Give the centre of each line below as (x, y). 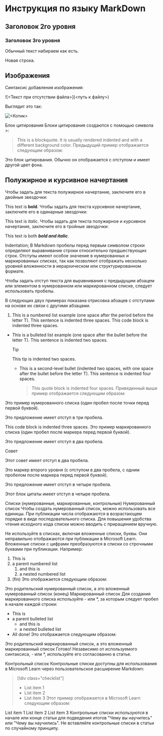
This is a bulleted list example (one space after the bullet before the (80, 335)
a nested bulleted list (40, 629)
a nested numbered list (42, 574)
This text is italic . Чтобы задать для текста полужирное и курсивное (75, 221)
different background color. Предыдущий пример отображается (83, 145)
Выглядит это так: (24, 106)
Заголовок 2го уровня (40, 27)
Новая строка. (20, 60)
